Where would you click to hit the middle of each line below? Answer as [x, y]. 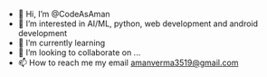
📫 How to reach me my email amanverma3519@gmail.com [128, 63]
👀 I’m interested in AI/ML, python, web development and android [138, 24]
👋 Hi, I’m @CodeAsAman [64, 14]
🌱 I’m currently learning [62, 43]
